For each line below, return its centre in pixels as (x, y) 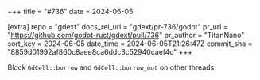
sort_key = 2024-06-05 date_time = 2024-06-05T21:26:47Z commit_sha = (130, 44)
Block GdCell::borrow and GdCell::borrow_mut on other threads (111, 67)
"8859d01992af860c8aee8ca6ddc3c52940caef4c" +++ (100, 52)
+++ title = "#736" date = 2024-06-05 (70, 11)
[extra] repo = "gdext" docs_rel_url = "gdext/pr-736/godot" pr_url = (118, 27)
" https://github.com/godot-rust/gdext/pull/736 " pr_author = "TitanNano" (126, 35)
